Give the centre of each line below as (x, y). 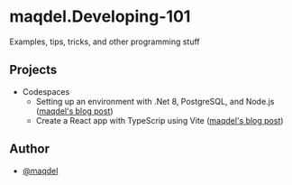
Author (29, 149)
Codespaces (46, 91)
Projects (33, 70)
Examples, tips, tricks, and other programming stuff (105, 42)
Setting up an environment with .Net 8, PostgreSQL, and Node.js (155, 101)
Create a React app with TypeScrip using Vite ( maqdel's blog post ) (160, 120)
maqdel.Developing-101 (100, 17)
